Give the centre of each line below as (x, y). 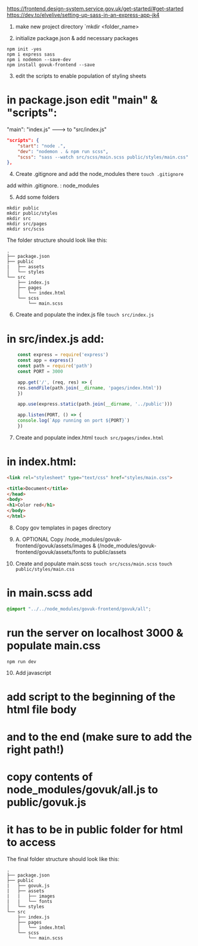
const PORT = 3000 (40, 371)
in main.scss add (50, 593)
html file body (42, 709)
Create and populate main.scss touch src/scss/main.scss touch (94, 563)
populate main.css (54, 645)
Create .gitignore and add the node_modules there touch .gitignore (100, 174)
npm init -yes (24, 49)
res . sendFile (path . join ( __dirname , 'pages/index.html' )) (90, 388)
